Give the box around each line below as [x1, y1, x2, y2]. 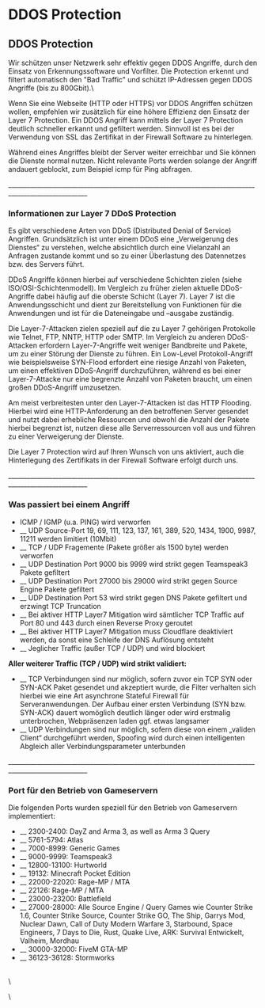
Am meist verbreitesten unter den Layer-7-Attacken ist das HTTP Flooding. [8, 398, 252, 408]
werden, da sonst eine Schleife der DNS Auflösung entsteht [19, 635, 214, 645]
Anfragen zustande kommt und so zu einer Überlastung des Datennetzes [8, 251, 247, 261]
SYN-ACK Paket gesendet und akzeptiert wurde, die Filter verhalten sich [19, 683, 256, 692]
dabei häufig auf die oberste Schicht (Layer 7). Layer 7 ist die [36, 291, 236, 302]
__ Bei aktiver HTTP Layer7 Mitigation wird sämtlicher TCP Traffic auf [19, 610, 244, 619]
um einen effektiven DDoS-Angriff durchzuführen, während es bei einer [8, 366, 241, 375]
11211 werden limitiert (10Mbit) [19, 534, 117, 543]
